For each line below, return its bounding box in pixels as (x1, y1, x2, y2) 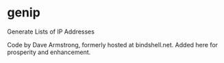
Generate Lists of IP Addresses (7, 27, 95, 36)
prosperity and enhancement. (7, 48, 91, 56)
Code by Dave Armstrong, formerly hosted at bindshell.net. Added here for (7, 40, 218, 49)
